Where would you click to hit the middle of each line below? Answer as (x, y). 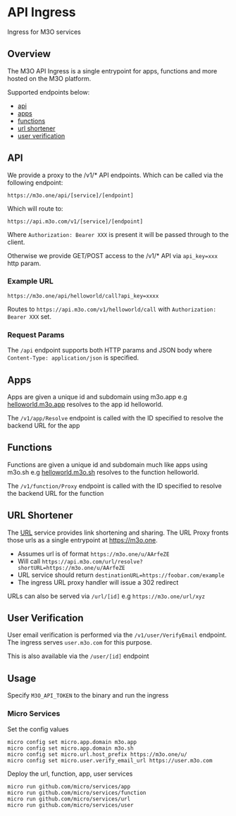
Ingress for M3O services (44, 32)
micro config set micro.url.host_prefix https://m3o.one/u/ (98, 754)
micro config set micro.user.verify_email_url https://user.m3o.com (110, 760)
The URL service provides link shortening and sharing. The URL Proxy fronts (118, 532)
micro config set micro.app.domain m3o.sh (70, 748)
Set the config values (38, 729)
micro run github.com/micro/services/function (77, 793)
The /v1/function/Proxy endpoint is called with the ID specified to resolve (114, 486)
